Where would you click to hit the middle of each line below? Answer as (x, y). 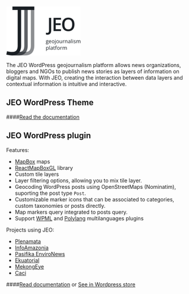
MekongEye (29, 266)
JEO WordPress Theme (50, 102)
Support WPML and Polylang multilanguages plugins (79, 218)
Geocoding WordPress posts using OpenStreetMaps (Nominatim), (95, 186)
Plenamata (28, 241)
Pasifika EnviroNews (40, 254)
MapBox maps (32, 162)
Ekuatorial (27, 260)
